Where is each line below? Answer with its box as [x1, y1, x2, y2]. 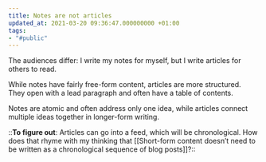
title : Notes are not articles [8, 11, 112, 20]
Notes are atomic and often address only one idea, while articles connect [8, 104, 248, 113]
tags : [8, 26, 26, 34]
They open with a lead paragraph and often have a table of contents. [8, 89, 233, 98]
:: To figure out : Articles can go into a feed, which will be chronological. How [8, 128, 258, 137]
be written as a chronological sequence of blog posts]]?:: [8, 144, 196, 154]
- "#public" [8, 34, 48, 42]
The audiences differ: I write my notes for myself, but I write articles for [8, 56, 241, 65]
